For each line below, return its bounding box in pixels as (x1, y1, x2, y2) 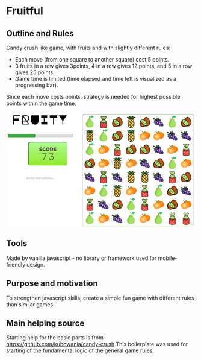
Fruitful (6, 4, 43, 18)
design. (26, 261, 45, 268)
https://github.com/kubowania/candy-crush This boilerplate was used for (6, 341, 188, 348)
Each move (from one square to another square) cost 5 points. (14, 56, 170, 63)
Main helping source (6, 318, 85, 329)
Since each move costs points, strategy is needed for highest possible (6, 93, 181, 100)
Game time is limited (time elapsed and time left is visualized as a (14, 75, 176, 82)
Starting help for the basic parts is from (6, 334, 104, 341)
